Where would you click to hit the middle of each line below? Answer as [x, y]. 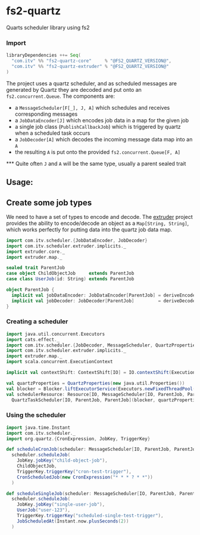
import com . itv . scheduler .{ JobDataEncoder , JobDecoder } [77, 240]
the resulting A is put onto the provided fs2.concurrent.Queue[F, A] [97, 152]
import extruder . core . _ [36, 252]
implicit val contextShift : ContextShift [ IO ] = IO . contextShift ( [89, 373]
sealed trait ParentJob [36, 268]
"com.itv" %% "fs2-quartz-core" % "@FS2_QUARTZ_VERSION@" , [91, 61]
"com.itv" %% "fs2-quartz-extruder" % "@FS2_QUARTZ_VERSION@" [90, 66]
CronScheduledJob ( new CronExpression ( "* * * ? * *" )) [85, 477]
